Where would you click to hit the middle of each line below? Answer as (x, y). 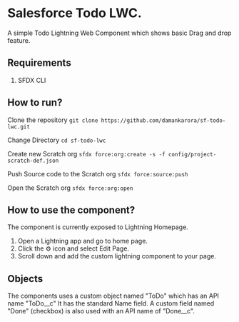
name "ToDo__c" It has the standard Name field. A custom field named (111, 303)
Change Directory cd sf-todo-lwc (57, 140)
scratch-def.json (33, 161)
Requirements (39, 63)
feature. (19, 40)
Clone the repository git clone (53, 120)
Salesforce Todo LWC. (75, 13)
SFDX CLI (32, 80)
